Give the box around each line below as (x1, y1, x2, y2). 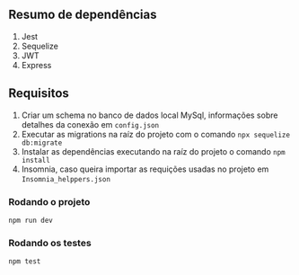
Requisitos (8, 85, 69, 102)
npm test (8, 257, 41, 266)
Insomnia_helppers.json (21, 174, 111, 183)
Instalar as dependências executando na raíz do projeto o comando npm (21, 146, 286, 156)
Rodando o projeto (8, 195, 91, 208)
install (21, 155, 50, 164)
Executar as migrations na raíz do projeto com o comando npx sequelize (21, 129, 291, 139)
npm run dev (8, 216, 53, 225)
